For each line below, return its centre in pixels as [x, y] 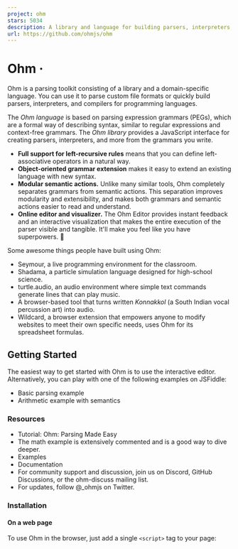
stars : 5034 [25, 21]
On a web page [30, 522]
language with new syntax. [57, 176]
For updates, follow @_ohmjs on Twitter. [76, 487]
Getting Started [42, 355]
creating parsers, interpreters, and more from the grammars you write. [110, 140]
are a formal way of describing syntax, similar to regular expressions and [114, 125]
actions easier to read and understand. [74, 207]
